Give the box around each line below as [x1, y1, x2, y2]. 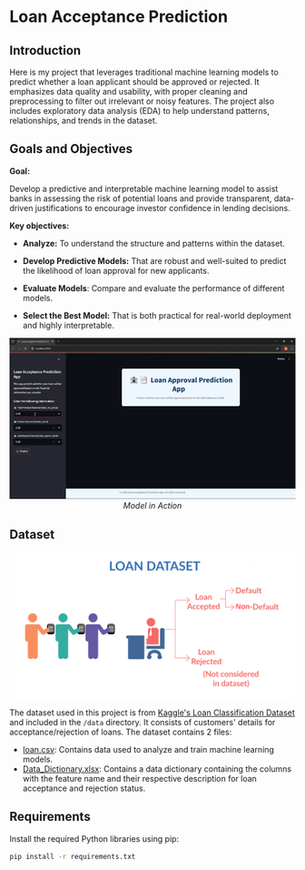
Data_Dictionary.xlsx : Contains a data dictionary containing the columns [22, 764, 292, 774]
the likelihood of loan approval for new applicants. [22, 265, 210, 276]
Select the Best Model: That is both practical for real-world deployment [22, 309, 292, 320]
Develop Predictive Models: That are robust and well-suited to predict [22, 255, 287, 266]
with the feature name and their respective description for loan [22, 774, 257, 784]
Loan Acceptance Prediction [9, 6, 229, 27]
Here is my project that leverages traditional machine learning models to [9, 66, 279, 77]
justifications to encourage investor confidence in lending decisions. [34, 202, 290, 213]
